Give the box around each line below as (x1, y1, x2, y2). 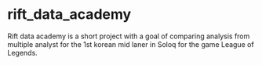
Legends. (7, 48, 38, 57)
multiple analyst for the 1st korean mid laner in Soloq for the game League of (7, 39, 254, 49)
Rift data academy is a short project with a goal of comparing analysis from (7, 31, 250, 41)
